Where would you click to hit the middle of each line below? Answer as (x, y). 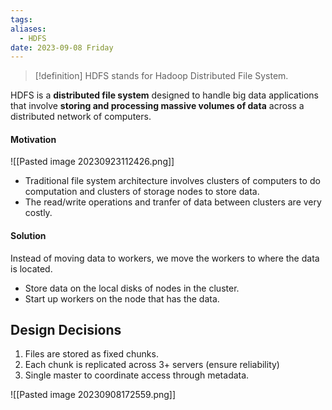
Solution (28, 236)
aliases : (28, 29)
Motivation (33, 139)
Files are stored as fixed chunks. (91, 354)
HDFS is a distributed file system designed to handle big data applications (164, 95)
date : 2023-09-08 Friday (62, 47)
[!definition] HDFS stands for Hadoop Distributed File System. (161, 76)
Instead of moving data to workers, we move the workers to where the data (165, 258)
